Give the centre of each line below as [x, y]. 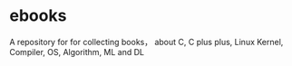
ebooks [38, 16]
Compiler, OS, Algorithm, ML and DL [77, 52]
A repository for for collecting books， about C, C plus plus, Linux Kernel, [146, 42]
